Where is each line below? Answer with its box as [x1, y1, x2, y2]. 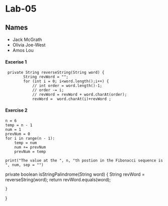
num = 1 [5, 127, 22, 132]
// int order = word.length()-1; [32, 83, 102, 88]
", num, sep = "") [5, 163, 44, 168]
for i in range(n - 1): [5, 136, 55, 141]
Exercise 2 [5, 107, 28, 113]
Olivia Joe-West [12, 42, 46, 48]
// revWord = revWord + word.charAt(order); [32, 92, 127, 97]
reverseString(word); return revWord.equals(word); [5, 177, 111, 183]
